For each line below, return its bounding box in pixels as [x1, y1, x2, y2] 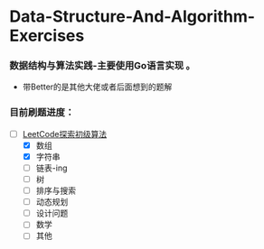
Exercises [9, 25, 85, 46]
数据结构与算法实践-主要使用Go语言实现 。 [9, 60, 196, 72]
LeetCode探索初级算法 [22, 128, 107, 139]
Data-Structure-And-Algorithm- [9, 6, 256, 27]
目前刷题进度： [9, 106, 75, 119]
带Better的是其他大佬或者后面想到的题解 [22, 81, 173, 92]
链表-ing [35, 162, 68, 173]
